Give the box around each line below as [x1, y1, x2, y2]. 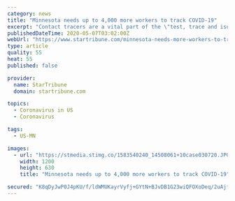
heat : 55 [7, 56, 33, 63]
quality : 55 [7, 50, 42, 57]
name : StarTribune [13, 81, 68, 88]
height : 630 [20, 165, 55, 172]
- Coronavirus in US [13, 107, 73, 114]
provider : [7, 75, 36, 82]
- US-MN [13, 132, 36, 140]
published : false [7, 62, 58, 69]
